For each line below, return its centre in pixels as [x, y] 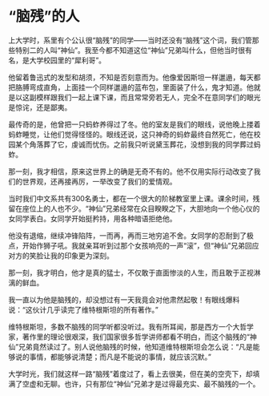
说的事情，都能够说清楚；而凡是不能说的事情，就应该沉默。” [113, 357]
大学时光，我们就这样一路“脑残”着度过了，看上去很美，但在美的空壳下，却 [131, 374]
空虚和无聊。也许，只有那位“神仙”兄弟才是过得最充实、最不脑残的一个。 [141, 384]
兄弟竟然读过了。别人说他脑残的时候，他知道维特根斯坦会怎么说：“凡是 [136, 346]
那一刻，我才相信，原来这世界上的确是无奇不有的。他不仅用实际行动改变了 [131, 171]
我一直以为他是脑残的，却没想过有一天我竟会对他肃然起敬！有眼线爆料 [124, 299]
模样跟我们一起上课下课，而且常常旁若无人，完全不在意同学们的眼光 [148, 97]
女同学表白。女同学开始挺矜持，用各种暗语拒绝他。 [92, 218]
